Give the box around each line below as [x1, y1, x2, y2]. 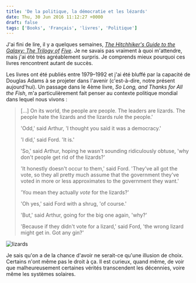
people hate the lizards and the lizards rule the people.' [20, 114, 153, 121]
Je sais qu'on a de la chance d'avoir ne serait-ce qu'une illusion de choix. [6, 252, 183, 259]
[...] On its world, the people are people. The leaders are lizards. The [20, 107, 185, 114]
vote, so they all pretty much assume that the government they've [20, 171, 180, 179]
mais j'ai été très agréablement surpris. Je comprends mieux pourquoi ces [6, 53, 185, 60]
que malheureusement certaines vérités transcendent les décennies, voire [6, 264, 185, 271]
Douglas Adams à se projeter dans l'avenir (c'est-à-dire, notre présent [6, 77, 176, 84]
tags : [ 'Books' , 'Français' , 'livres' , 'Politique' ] [6, 25, 137, 31]
